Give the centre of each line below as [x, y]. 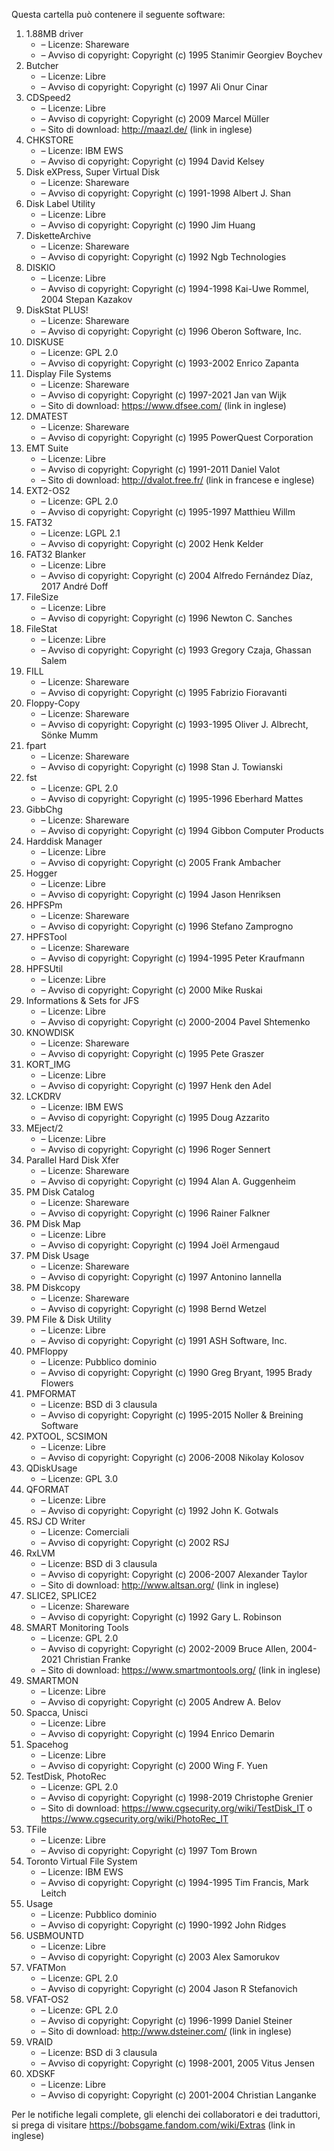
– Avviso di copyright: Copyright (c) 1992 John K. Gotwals [159, 1510]
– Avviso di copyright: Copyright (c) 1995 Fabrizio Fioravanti [164, 692]
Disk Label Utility [60, 203]
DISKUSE [44, 342]
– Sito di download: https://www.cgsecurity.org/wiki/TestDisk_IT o [176, 1808]
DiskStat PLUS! [57, 310]
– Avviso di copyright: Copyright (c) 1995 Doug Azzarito [155, 1117]
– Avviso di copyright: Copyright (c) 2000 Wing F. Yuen [154, 1765]
